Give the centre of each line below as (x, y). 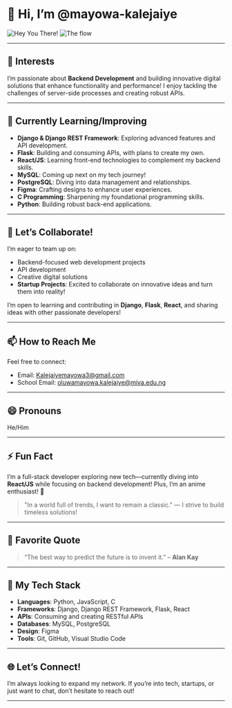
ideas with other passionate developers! (64, 312)
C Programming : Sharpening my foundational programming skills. (111, 197)
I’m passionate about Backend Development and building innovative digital (114, 78)
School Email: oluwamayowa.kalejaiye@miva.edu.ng (91, 383)
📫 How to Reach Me (51, 342)
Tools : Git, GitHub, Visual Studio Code (71, 639)
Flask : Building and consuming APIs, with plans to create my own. (111, 152)
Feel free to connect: (37, 362)
